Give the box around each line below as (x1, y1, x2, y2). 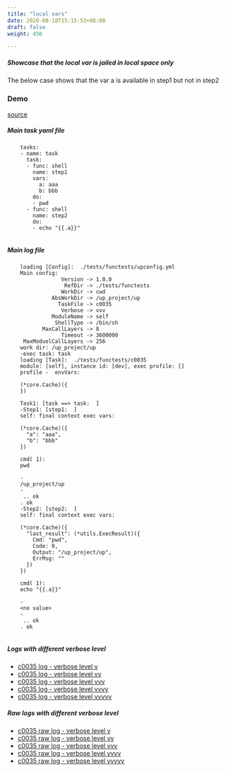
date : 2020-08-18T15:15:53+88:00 (7, 17, 106, 24)
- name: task (20, 150, 59, 157)
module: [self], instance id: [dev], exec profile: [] (20, 363, 185, 370)
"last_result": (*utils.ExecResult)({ (25, 530, 141, 537)
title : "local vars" (7, 10, 69, 18)
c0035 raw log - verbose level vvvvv (17, 756, 125, 766)
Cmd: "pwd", (32, 537, 69, 544)
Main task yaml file (7, 126, 65, 135)
